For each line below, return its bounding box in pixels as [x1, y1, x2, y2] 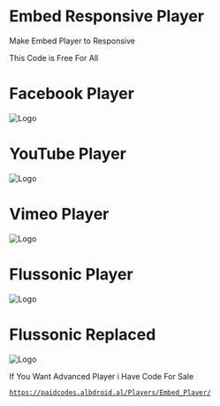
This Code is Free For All [9, 52, 99, 63]
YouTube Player [9, 144, 126, 165]
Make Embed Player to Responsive [9, 35, 135, 46]
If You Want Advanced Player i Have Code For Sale [9, 371, 194, 381]
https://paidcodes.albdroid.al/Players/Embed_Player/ [9, 387, 212, 397]
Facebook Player [9, 84, 135, 103]
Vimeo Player [9, 204, 110, 224]
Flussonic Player [9, 264, 134, 284]
